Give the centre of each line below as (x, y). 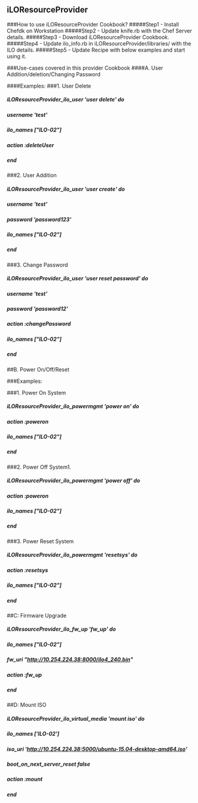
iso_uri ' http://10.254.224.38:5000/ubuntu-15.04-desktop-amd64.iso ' (97, 749)
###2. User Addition (32, 175)
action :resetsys (28, 570)
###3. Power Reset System (40, 541)
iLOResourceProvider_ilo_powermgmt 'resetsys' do (72, 555)
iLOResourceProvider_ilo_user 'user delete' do (66, 100)
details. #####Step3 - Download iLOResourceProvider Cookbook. (88, 37)
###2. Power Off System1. (39, 467)
